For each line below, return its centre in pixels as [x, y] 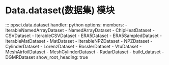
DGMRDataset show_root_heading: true [47, 57]
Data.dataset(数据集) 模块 [60, 10]
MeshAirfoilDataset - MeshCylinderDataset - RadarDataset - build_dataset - [85, 52]
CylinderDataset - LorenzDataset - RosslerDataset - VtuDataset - [74, 46]
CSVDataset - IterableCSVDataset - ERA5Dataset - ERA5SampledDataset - [83, 36]
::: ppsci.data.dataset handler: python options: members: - [66, 25]
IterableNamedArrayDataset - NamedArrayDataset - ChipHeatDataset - [80, 30]
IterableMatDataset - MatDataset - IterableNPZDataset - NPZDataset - [79, 41]
